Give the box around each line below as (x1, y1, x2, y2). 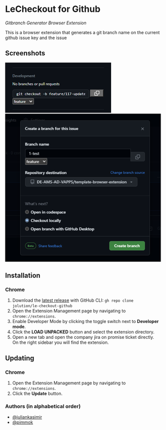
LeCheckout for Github (5, 3, 101, 15)
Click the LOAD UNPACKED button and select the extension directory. (12, 329, 155, 335)
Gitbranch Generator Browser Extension (5, 20, 86, 26)
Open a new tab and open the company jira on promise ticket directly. (12, 334, 154, 340)
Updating (5, 354, 35, 362)
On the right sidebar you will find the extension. (12, 339, 109, 345)
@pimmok (12, 420, 33, 426)
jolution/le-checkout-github (12, 304, 73, 309)
